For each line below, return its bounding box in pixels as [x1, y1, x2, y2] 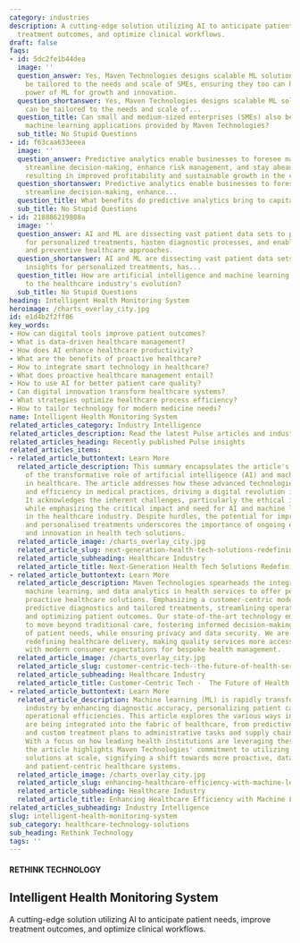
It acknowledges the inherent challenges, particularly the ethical [25, 496, 286, 505]
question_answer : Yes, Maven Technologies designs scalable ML [17, 72, 257, 81]
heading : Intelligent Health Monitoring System [9, 296, 190, 305]
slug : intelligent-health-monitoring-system [9, 811, 178, 820]
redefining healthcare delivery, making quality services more [25, 637, 266, 646]
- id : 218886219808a [9, 212, 87, 222]
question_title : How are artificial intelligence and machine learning [17, 271, 290, 280]
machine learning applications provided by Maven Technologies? [25, 122, 270, 131]
